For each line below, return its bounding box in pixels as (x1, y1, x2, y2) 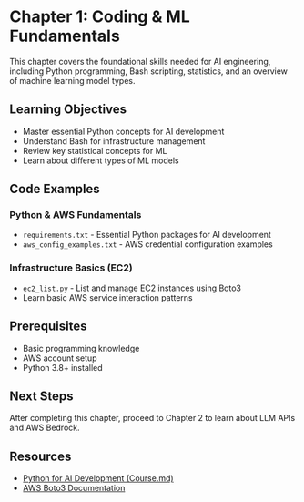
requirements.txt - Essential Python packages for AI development (22, 230, 271, 241)
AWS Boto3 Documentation (22, 483, 126, 494)
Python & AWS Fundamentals (9, 209, 142, 221)
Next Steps (9, 388, 74, 404)
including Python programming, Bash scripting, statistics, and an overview (9, 66, 289, 77)
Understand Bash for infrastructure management (22, 135, 206, 147)
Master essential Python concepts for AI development (22, 126, 225, 137)
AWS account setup (22, 353, 97, 364)
